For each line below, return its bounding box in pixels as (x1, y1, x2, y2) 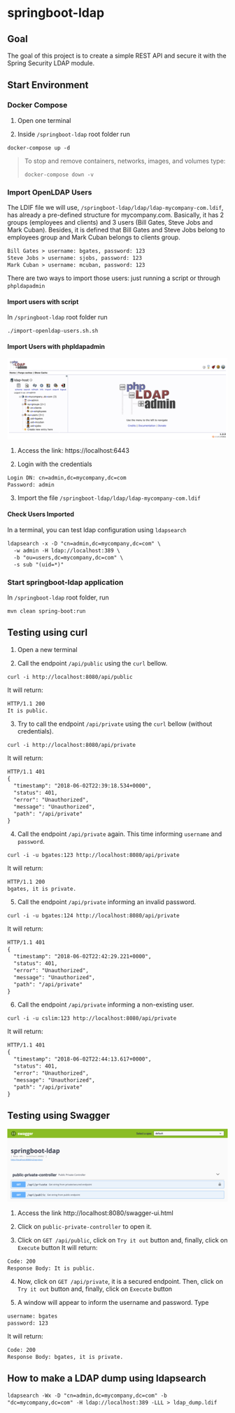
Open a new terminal (17, 645, 78, 654)
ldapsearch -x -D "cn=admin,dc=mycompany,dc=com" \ (7, 540, 161, 547)
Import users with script (7, 297, 79, 306)
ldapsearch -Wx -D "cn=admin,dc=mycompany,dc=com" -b (7, 1392, 168, 1399)
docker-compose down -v (24, 171, 94, 178)
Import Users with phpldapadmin (7, 342, 106, 350)
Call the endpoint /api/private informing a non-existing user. (17, 1000, 194, 1009)
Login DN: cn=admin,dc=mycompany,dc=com (7, 475, 127, 482)
